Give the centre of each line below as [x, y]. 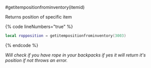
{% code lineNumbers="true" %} [39, 26]
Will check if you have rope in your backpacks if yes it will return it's [75, 55]
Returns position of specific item [39, 17]
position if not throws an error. [36, 60]
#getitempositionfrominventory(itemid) [45, 7]
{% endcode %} [22, 45]
